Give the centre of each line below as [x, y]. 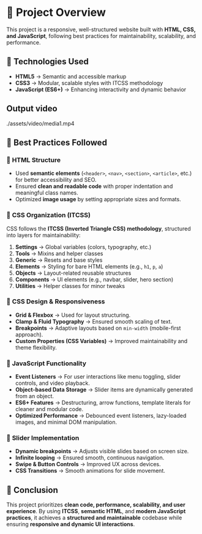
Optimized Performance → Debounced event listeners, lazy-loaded [101, 416]
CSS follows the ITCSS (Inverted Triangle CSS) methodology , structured [99, 228]
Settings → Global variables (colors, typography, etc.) [83, 247]
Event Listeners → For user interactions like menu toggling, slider [98, 377]
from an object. [34, 396]
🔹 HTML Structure [34, 160]
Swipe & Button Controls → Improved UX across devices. [88, 464]
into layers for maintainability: [43, 235]
